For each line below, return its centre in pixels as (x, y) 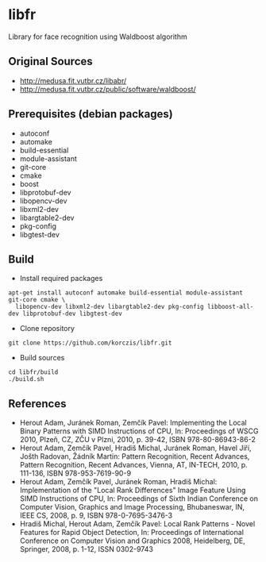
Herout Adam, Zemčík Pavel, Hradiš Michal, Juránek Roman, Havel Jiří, (135, 448)
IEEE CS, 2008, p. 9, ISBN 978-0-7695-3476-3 (96, 516)
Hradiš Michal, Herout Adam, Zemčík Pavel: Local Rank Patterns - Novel (137, 524)
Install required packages (61, 279)
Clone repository (47, 329)
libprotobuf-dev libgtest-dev (73, 314)
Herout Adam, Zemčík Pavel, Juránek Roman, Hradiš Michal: (118, 482)
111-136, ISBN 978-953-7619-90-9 (75, 473)
